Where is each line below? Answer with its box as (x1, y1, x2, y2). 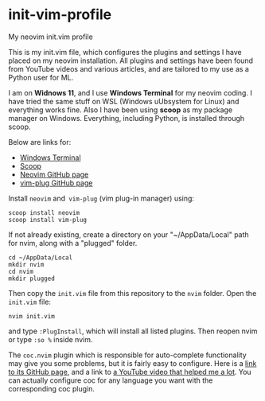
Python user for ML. (8, 72, 74, 82)
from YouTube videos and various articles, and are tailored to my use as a (8, 64, 249, 73)
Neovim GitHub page (19, 169, 89, 179)
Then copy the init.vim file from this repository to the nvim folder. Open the (8, 288, 257, 298)
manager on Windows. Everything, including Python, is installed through (8, 113, 245, 123)
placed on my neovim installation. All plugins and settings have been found (8, 56, 253, 65)
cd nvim (8, 267, 34, 275)
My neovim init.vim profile (8, 32, 93, 41)
